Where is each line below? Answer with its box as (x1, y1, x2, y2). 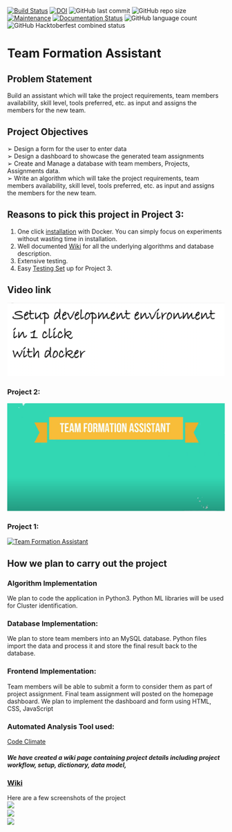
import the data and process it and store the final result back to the (7, 641, 197, 650)
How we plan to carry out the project (7, 558, 167, 569)
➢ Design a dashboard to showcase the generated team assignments (7, 152, 204, 160)
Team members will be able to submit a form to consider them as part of (7, 682, 213, 691)
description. (17, 249, 52, 258)
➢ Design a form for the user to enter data (7, 144, 127, 152)
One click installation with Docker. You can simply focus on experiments (17, 227, 222, 236)
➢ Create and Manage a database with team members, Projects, (7, 159, 190, 168)
